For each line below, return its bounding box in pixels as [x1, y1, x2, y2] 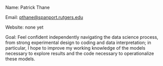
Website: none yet [5, 24, 44, 30]
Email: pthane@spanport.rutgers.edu [5, 14, 84, 20]
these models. [5, 56, 35, 62]
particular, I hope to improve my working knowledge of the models [5, 45, 146, 51]
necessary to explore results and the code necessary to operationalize [5, 51, 154, 56]
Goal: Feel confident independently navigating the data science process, [5, 34, 159, 40]
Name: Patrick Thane [5, 5, 50, 10]
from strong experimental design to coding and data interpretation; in [5, 39, 151, 46]
